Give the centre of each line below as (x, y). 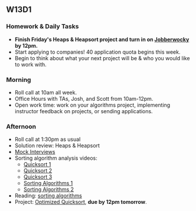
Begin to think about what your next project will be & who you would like (102, 58)
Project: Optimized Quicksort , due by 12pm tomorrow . (81, 202)
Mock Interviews (35, 152)
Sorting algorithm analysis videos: (56, 158)
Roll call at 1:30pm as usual (48, 139)
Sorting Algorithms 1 (48, 183)
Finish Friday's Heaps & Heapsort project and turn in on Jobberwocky (102, 39)
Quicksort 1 (37, 164)
